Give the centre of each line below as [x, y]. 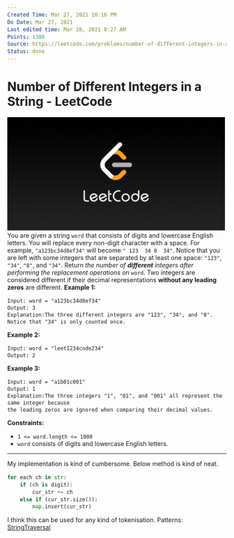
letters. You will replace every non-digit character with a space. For [103, 243]
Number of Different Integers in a [104, 87]
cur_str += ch [53, 492]
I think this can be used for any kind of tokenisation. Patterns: [95, 520]
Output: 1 [22, 389]
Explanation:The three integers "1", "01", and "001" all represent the [115, 396]
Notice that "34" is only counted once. [67, 322]
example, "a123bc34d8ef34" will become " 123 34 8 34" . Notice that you [114, 250]
